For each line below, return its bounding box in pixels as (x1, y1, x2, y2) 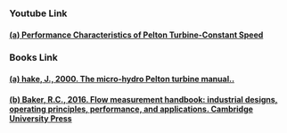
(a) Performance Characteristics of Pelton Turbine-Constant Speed (9, 29, 264, 40)
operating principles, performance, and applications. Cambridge (9, 104, 254, 114)
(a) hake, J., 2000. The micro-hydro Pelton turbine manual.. (9, 74, 234, 85)
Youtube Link (9, 7, 68, 20)
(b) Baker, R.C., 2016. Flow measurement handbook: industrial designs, (9, 94, 278, 104)
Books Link (9, 52, 58, 64)
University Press (9, 112, 73, 123)
